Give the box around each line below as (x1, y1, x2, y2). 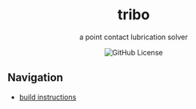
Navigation (7, 71, 63, 85)
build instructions (18, 92, 77, 102)
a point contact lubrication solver (78, 32, 189, 42)
